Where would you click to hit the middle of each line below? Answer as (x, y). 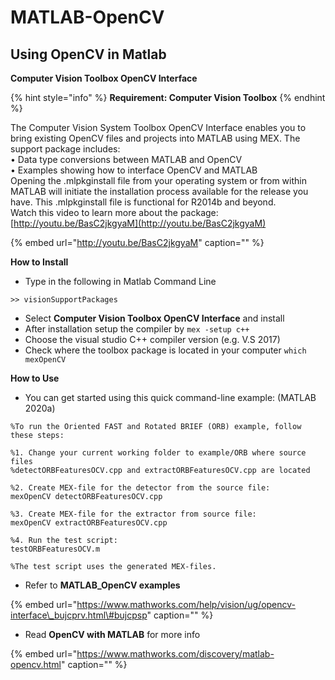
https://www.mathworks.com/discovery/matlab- (175, 654)
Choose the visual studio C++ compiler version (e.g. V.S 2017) (152, 339)
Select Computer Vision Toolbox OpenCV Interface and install (154, 318)
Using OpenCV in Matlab (88, 54)
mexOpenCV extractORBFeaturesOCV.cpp (89, 523)
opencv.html (36, 664)
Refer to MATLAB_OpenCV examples (102, 585)
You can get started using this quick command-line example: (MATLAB (170, 397)
